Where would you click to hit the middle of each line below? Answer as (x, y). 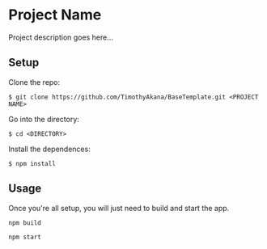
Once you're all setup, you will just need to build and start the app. (119, 208)
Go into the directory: (44, 119)
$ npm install (32, 163)
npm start (25, 237)
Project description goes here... (61, 37)
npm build (25, 223)
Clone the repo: (34, 82)
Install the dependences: (49, 149)
